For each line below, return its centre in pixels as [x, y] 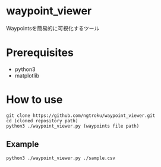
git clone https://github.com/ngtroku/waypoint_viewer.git [81, 115]
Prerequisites [40, 53]
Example [23, 144]
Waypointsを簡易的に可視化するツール [53, 28]
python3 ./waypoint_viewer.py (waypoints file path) [73, 126]
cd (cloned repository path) [42, 120]
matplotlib [27, 75]
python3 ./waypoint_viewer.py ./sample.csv [61, 158]
